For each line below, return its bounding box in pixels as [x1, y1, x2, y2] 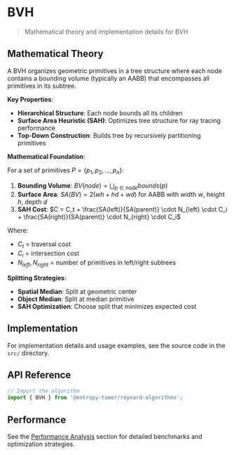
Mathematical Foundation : [7, 152, 85, 160]
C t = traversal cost [17, 240, 71, 250]
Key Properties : [7, 95, 54, 103]
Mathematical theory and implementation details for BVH [24, 27, 188, 36]
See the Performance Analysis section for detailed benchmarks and [7, 432, 202, 440]
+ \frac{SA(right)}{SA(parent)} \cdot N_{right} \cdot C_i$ [17, 212, 181, 222]
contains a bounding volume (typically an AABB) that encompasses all [7, 74, 210, 82]
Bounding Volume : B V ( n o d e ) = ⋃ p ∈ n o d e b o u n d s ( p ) [17, 181, 168, 191]
